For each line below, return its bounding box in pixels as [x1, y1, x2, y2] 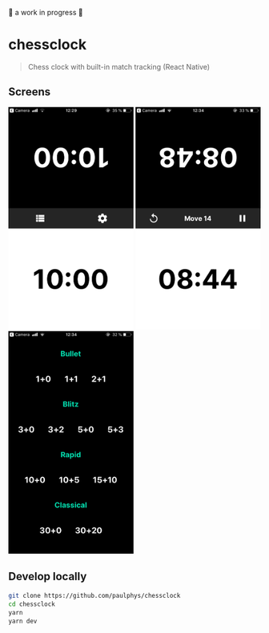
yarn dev [8, 617, 38, 625]
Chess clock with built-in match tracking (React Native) [27, 62, 211, 71]
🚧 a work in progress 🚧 [8, 8, 83, 17]
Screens [8, 85, 50, 99]
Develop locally [8, 569, 87, 583]
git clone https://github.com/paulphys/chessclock [8, 591, 181, 599]
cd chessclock [8, 600, 56, 608]
